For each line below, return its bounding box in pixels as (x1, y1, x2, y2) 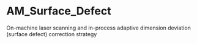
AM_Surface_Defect (6, 4, 111, 18)
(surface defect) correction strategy (6, 30, 97, 37)
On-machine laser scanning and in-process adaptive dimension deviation (6, 24, 191, 31)
